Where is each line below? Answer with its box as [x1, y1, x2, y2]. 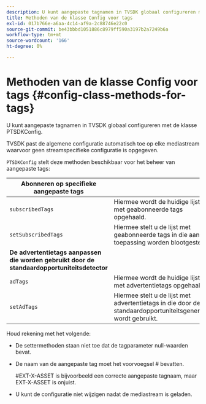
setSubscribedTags [9, 231, 63, 238]
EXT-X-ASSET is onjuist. [15, 378, 77, 386]
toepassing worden [113, 238, 170, 246]
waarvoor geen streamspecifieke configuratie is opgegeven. [6, 146, 159, 153]
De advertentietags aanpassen [9, 248, 102, 257]
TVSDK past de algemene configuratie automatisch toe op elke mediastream [6, 139, 200, 147]
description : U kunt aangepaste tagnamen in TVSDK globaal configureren [6, 9, 196, 15]
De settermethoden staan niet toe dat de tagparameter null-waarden [15, 341, 188, 349]
